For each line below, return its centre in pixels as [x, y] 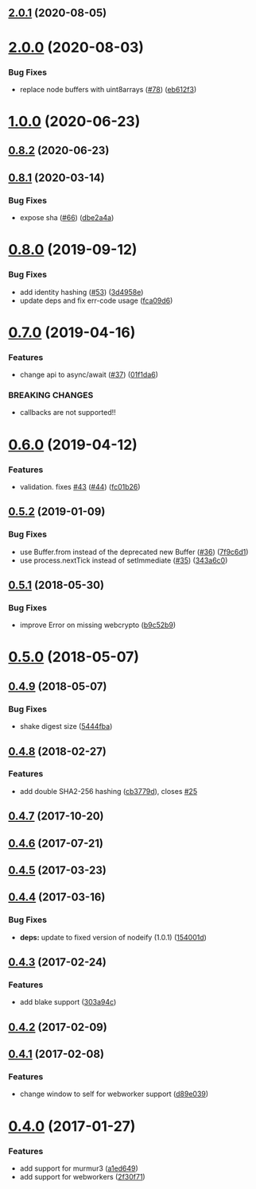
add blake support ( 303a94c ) [68, 1002]
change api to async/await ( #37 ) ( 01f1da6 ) [89, 375]
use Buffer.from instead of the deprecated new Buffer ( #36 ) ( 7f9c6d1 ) [134, 552]
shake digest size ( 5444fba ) [66, 726]
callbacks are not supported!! [68, 412]
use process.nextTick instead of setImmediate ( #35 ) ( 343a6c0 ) [124, 560]
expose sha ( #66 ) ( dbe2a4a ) [67, 218]
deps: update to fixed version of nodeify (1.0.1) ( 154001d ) [113, 937]
